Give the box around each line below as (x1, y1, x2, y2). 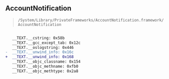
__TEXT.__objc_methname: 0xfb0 (12, 64, 79, 69)
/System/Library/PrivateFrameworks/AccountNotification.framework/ (17, 17, 164, 22)
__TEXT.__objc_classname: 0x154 (12, 59, 81, 64)
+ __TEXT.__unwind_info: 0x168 (5, 55, 74, 60)
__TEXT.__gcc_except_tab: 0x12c (12, 40, 81, 45)
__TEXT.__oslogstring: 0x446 (12, 45, 74, 50)
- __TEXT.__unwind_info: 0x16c (5, 49, 74, 55)
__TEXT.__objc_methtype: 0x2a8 (12, 68, 79, 73)
